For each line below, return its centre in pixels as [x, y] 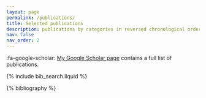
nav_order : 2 [23, 40]
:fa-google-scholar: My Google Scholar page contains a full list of [89, 58]
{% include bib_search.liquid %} [47, 76]
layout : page [23, 12]
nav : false [20, 35]
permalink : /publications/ [41, 18]
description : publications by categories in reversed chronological [96, 29]
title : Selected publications [45, 23]
